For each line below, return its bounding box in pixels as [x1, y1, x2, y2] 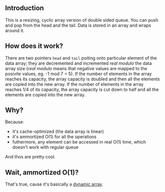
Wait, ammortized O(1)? [5, 168, 79, 177]
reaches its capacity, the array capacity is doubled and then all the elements [5, 76, 160, 82]
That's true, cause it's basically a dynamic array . [5, 181, 103, 187]
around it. [5, 27, 25, 34]
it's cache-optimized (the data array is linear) [12, 128, 104, 135]
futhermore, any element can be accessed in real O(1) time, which [12, 139, 146, 145]
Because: [5, 119, 25, 125]
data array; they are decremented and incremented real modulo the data [5, 60, 152, 66]
